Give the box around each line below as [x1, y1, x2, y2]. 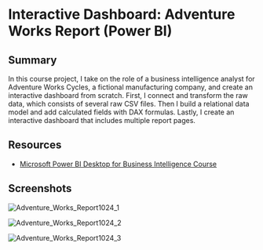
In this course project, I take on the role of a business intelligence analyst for [8, 74, 255, 83]
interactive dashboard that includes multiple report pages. [8, 116, 196, 125]
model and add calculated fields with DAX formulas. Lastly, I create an [8, 107, 235, 117]
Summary [8, 53, 57, 67]
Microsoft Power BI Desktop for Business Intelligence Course [19, 159, 217, 168]
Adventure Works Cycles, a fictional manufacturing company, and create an [8, 82, 254, 92]
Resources [8, 139, 62, 152]
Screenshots [8, 182, 72, 195]
